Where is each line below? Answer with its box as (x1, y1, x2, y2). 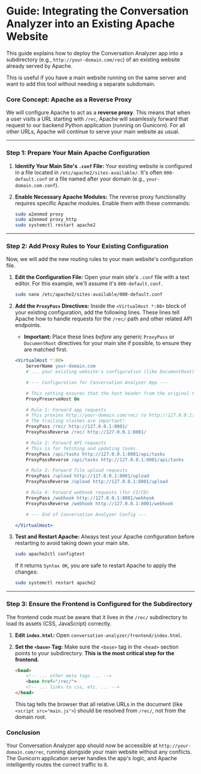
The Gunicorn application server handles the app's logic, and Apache (6, 755, 178, 762)
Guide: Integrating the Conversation (6, 4, 189, 18)
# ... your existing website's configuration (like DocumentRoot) (26, 369, 195, 375)
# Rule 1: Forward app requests (26, 407, 106, 413)
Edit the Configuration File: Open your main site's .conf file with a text (14, 274, 190, 281)
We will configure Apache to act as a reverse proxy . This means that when (6, 109, 191, 116)
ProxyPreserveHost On (26, 396, 80, 402)
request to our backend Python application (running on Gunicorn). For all (6, 122, 185, 129)
